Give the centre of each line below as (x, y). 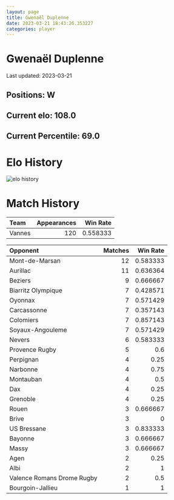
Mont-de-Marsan (35, 261)
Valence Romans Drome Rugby (54, 478)
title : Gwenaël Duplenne (38, 18)
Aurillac (20, 271)
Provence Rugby (33, 350)
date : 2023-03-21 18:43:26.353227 (50, 23)
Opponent (24, 251)
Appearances (56, 223)
